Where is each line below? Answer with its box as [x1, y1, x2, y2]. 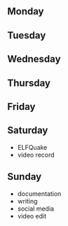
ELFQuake [17, 143, 48, 151]
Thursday [7, 77, 51, 89]
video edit [17, 211, 47, 220]
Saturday [7, 125, 48, 136]
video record [17, 150, 55, 159]
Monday [7, 6, 44, 17]
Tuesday [7, 29, 46, 41]
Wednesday [7, 53, 61, 65]
